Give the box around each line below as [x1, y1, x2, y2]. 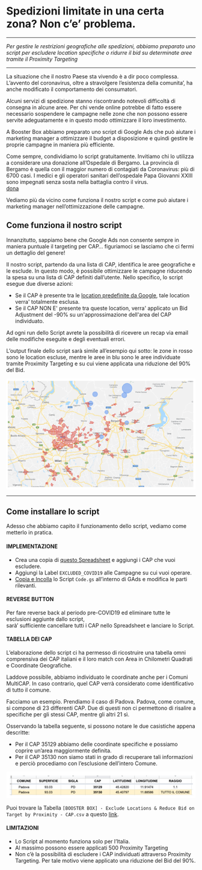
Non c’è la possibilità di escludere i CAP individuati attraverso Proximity [14, 851, 191, 858]
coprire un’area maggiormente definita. [14, 747, 112, 754]
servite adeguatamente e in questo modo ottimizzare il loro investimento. [6, 116, 187, 124]
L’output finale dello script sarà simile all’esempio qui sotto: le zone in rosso [6, 347, 193, 354]
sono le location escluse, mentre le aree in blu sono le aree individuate [6, 353, 181, 361]
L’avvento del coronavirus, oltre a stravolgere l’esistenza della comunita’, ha [6, 79, 193, 86]
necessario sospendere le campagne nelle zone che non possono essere [6, 110, 188, 117]
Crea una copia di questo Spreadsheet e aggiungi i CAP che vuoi [14, 556, 176, 563]
